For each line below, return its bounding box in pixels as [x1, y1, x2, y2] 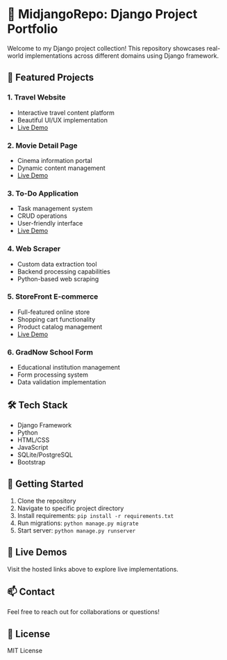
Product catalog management [17, 322, 103, 331]
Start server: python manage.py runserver [17, 526, 136, 535]
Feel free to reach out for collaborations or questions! [7, 608, 160, 616]
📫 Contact [7, 586, 56, 597]
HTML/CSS [17, 435, 50, 444]
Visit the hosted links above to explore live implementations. [7, 565, 179, 573]
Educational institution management [17, 363, 120, 372]
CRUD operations [17, 212, 67, 220]
